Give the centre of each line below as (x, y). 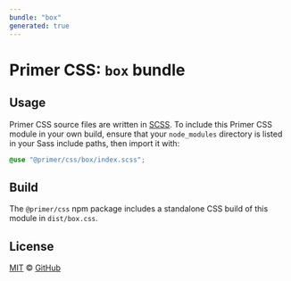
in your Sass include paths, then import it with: (95, 143)
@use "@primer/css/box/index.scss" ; (77, 160)
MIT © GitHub (35, 268)
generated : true (39, 26)
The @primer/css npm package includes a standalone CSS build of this (139, 209)
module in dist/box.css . (54, 219)
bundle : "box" (36, 17)
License (32, 246)
